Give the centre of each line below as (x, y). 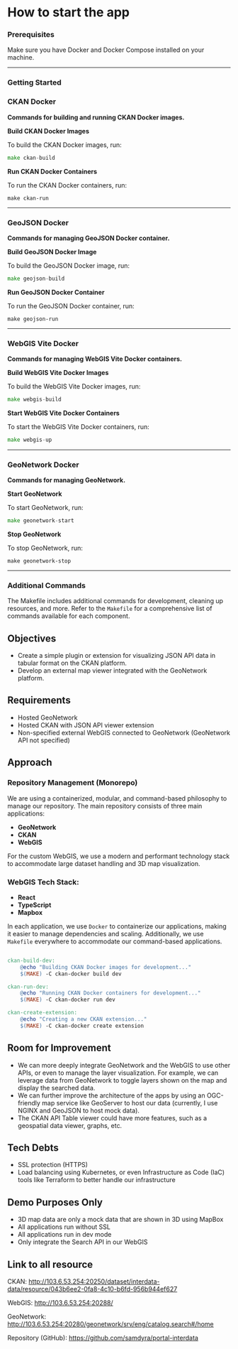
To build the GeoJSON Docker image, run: (68, 265)
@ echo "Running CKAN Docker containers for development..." (110, 993)
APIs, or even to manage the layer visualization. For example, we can (118, 1073)
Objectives (32, 638)
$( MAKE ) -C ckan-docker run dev (68, 1000)
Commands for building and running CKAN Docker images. (96, 117)
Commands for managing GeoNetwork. (67, 480)
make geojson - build (36, 278)
